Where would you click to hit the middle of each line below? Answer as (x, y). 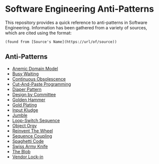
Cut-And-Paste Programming (42, 84)
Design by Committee (34, 94)
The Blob (21, 151)
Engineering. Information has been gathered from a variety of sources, (76, 27)
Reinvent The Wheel (32, 131)
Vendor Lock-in (28, 157)
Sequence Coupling (32, 136)
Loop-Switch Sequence (36, 120)
